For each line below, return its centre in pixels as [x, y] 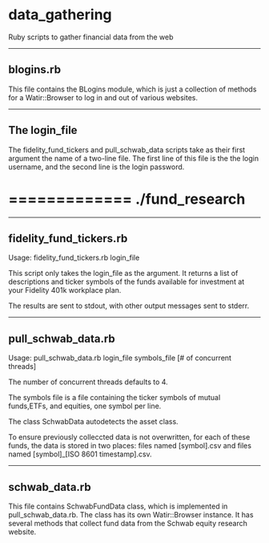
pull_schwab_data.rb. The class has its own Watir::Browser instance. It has [131, 514]
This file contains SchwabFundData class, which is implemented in [118, 506]
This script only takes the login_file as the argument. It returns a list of [123, 274]
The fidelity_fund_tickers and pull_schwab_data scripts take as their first [127, 149]
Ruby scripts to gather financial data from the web [91, 37]
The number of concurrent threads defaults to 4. [88, 382]
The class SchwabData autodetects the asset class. [93, 422]
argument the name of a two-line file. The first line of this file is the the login [133, 158]
